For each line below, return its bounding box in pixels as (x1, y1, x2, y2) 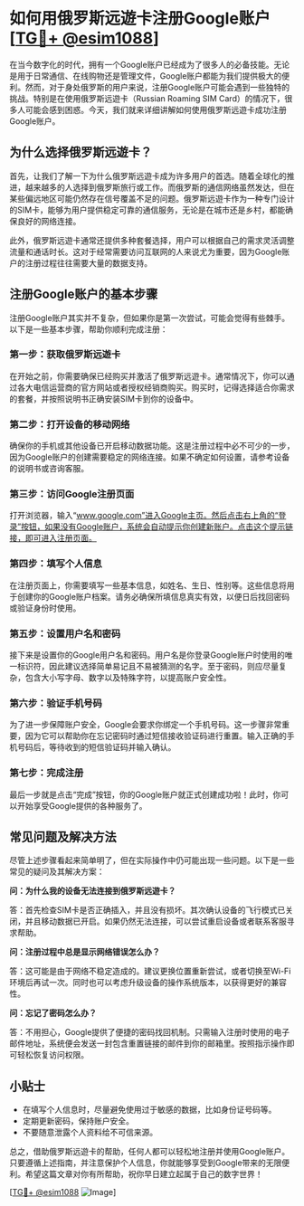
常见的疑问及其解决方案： (9, 866, 105, 878)
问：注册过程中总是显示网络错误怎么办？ (9, 946, 160, 957)
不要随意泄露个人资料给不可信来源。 (22, 1127, 158, 1138)
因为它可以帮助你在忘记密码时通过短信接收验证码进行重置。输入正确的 (24, 730, 287, 742)
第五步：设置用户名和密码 (9, 627, 121, 640)
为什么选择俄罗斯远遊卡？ (9, 145, 152, 160)
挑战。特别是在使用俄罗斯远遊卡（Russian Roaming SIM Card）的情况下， (9, 92, 285, 104)
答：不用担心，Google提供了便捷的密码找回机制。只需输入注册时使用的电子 (9, 1027, 290, 1038)
